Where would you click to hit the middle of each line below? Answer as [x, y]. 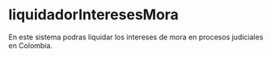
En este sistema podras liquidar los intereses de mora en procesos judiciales [136, 37]
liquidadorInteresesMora [94, 15]
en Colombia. [30, 45]
